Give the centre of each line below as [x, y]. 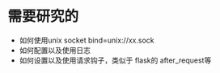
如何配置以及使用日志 [55, 50]
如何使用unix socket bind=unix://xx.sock [87, 40]
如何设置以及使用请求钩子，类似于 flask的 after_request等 [115, 60]
